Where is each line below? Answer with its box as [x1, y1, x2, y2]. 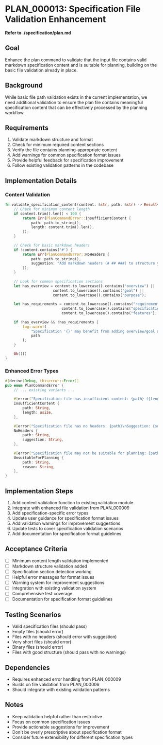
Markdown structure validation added [12, 563, 87, 569]
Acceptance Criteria [5, 545, 67, 553]
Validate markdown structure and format [12, 137, 93, 142]
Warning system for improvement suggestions [12, 580, 105, 585]
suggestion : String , [22, 437, 64, 442]
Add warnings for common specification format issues [12, 152, 121, 158]
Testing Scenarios [5, 610, 62, 619]
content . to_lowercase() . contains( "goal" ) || [52, 288, 145, 293]
